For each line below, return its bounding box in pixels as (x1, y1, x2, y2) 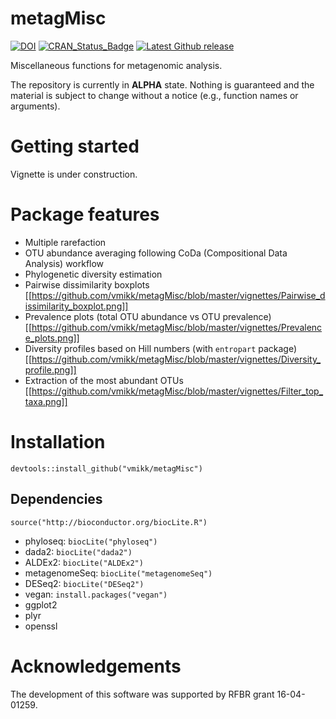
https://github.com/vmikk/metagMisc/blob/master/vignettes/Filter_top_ (31, 385, 324, 397)
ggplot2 (24, 598, 58, 611)
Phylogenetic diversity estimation (24, 268, 163, 280)
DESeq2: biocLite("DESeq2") (24, 577, 145, 589)
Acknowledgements (10, 655, 182, 677)
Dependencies (10, 491, 103, 508)
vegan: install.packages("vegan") (24, 588, 168, 600)
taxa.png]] (24, 395, 68, 407)
